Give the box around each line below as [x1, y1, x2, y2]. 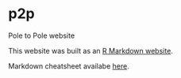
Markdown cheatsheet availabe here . [8, 61, 129, 71]
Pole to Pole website [8, 31, 75, 40]
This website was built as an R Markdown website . [8, 46, 173, 55]
